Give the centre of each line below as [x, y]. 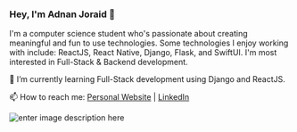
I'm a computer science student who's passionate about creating [128, 34]
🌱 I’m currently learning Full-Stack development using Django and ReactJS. [147, 79]
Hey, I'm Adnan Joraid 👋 [62, 14]
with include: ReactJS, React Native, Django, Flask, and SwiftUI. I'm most [143, 53]
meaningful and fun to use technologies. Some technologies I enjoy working [149, 43]
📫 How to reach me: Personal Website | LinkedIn [99, 97]
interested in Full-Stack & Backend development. [99, 62]
